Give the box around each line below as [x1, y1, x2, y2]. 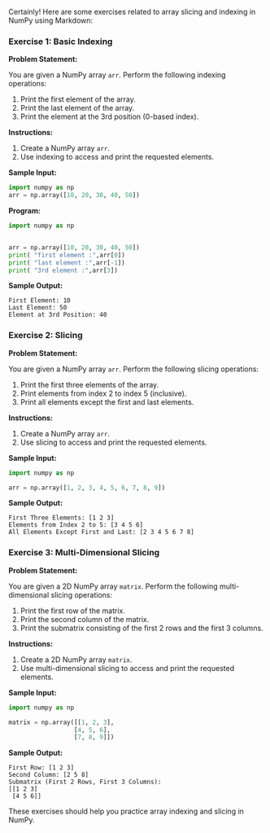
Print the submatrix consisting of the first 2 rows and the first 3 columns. [20, 623, 263, 633]
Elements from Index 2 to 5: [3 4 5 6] [8, 521, 144, 529]
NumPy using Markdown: [8, 15, 94, 25]
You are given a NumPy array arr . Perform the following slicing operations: [8, 364, 259, 374]
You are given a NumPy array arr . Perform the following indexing [8, 70, 226, 80]
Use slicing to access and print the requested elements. [20, 437, 207, 447]
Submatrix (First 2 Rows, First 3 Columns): [8, 778, 162, 787]
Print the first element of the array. [20, 94, 136, 104]
